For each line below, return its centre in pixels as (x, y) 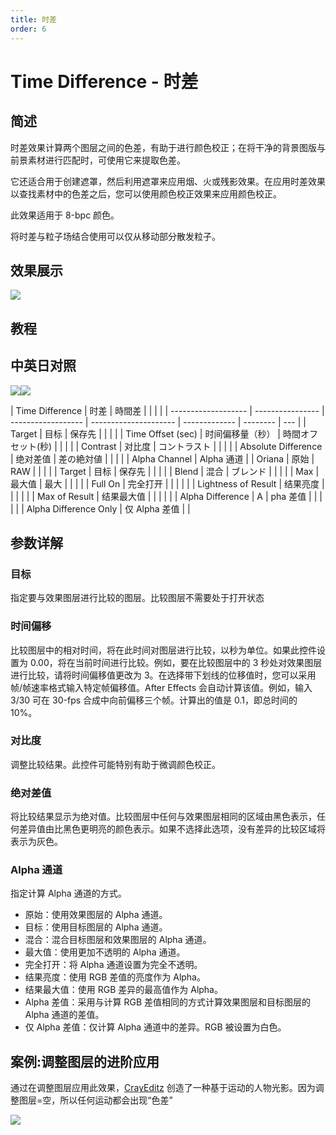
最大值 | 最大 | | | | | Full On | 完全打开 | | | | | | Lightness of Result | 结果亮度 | (167, 483)
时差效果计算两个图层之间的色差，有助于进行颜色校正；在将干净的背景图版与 (168, 147)
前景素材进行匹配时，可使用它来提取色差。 (98, 160)
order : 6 (28, 29)
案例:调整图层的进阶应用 (85, 1061)
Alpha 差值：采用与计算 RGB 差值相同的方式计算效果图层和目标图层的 (167, 1002)
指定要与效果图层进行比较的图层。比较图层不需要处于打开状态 (137, 598)
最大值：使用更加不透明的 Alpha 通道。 (105, 952)
